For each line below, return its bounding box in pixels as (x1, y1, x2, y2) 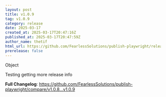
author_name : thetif (5, 39, 48, 44)
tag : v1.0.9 (5, 16, 30, 21)
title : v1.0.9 (5, 12, 35, 17)
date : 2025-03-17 (5, 26, 41, 31)
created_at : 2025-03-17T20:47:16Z (5, 30, 77, 35)
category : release (5, 21, 43, 26)
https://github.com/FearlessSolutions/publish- (39, 81, 133, 87)
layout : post (5, 7, 32, 12)
